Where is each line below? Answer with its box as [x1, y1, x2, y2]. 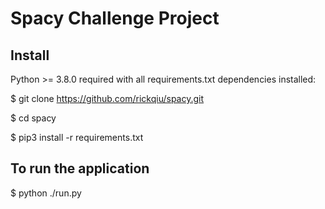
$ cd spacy [10, 112, 57, 124]
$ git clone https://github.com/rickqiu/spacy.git [10, 93, 205, 104]
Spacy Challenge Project [10, 7, 220, 30]
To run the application [10, 160, 150, 177]
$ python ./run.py [10, 187, 82, 199]
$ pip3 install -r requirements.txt [10, 132, 144, 143]
